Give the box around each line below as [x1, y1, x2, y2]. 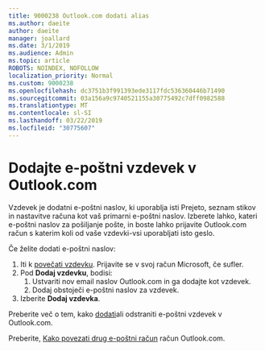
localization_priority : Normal [8, 72, 114, 80]
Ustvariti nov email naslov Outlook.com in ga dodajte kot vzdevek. [31, 276, 251, 286]
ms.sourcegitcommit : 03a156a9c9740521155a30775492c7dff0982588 [8, 94, 226, 102]
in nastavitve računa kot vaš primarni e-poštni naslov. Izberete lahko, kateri [8, 211, 258, 221]
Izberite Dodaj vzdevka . [19, 293, 101, 303]
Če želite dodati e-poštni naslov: [8, 243, 116, 254]
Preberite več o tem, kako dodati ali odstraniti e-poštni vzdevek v [8, 309, 223, 319]
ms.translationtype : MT [8, 101, 89, 109]
